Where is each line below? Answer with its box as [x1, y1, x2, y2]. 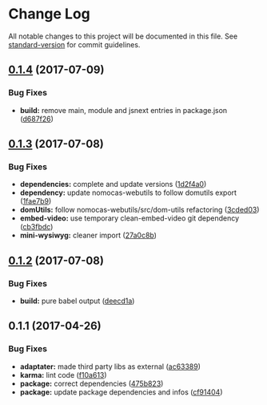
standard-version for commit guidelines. [8, 39, 141, 49]
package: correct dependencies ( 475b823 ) [19, 379, 164, 388]
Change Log [8, 5, 90, 23]
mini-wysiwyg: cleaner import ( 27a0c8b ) [19, 230, 157, 241]
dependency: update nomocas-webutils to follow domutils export [19, 188, 237, 197]
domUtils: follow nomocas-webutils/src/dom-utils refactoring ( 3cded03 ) [19, 205, 260, 215]
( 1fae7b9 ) [19, 196, 52, 206]
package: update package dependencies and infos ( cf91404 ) [19, 387, 223, 397]
